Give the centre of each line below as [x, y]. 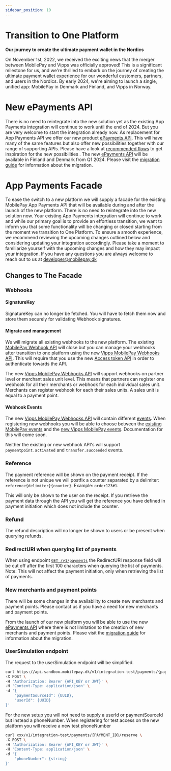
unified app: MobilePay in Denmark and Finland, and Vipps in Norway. [78, 86]
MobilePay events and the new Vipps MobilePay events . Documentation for [84, 429]
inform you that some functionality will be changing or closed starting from [83, 227]
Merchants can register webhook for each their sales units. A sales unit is [82, 390]
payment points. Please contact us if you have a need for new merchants [82, 606]
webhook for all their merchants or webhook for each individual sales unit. [83, 384]
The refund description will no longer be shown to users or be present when [85, 530]
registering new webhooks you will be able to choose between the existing [83, 424]
